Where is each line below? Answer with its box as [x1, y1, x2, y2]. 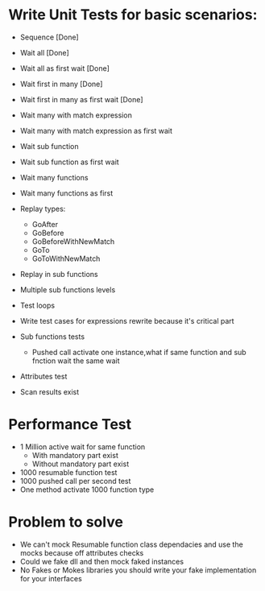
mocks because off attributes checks [19, 548, 144, 557]
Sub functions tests [19, 332, 85, 341]
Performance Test [8, 415, 132, 434]
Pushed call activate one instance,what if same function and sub [31, 347, 247, 357]
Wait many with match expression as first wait [19, 126, 173, 135]
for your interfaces [19, 573, 82, 583]
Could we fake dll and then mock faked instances [19, 556, 184, 566]
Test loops [19, 300, 55, 310]
